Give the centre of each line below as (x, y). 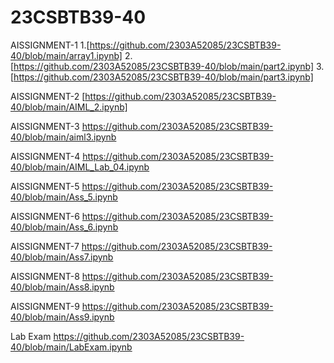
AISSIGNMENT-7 (45, 246)
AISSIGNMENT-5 (45, 186)
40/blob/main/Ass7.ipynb (62, 257)
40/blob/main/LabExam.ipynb (71, 347)
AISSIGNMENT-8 (45, 276)
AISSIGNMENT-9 (45, 306)
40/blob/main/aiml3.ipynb (63, 137)
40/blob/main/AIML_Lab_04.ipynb (80, 167)
